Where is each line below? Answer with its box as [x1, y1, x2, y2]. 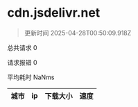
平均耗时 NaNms [7, 73, 55, 81]
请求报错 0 [7, 58, 37, 67]
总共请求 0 [7, 43, 37, 51]
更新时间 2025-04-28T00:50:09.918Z [24, 28, 132, 37]
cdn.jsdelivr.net [7, 5, 101, 21]
